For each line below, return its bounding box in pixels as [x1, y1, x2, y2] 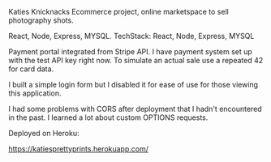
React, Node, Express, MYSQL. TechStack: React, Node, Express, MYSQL [8, 32, 255, 40]
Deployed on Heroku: [8, 129, 80, 138]
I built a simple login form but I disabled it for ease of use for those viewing [8, 80, 258, 89]
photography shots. [8, 15, 75, 25]
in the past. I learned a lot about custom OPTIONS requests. [8, 113, 209, 122]
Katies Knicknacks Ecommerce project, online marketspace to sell [8, 7, 229, 16]
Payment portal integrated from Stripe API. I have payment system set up [8, 47, 253, 56]
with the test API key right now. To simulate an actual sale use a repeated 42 [8, 56, 264, 65]
